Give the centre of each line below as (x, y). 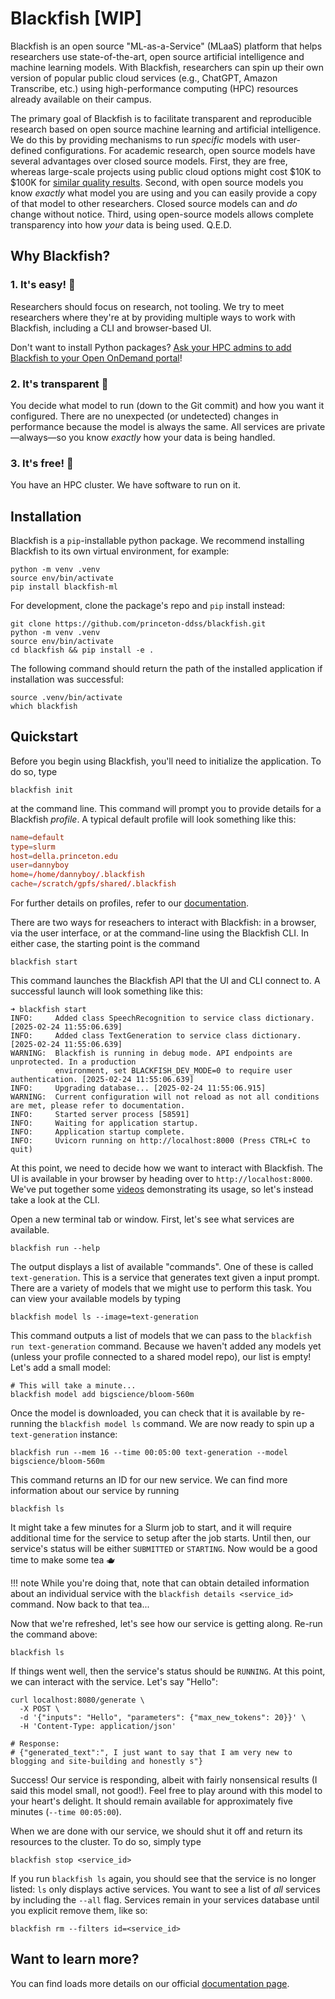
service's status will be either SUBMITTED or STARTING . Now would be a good (164, 1549)
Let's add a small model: (60, 1368)
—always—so (38, 437)
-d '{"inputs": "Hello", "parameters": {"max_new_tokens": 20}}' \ (163, 1718)
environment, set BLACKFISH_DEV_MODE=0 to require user (173, 1071)
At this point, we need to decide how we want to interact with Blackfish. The (166, 1168)
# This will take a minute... (73, 1386)
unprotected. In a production (73, 1062)
